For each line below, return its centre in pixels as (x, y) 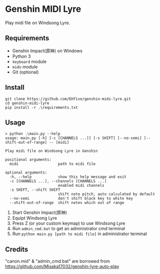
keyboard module (29, 61)
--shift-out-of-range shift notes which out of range (67, 203)
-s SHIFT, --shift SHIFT (35, 190)
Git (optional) (26, 72)
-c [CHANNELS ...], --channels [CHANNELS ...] (58, 181)
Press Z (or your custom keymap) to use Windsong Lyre (69, 223)
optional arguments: (26, 173)
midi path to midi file (53, 164)
